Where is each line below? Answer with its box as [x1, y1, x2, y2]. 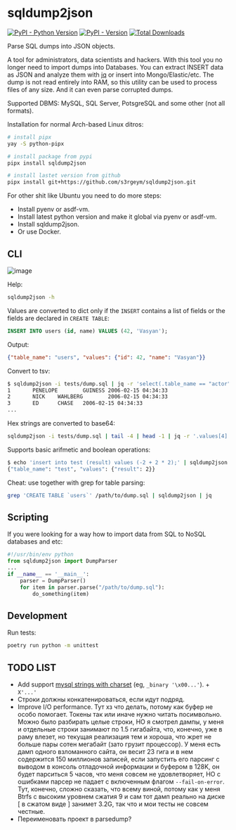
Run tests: [7, 628, 37, 637]
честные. [17, 807, 46, 815]
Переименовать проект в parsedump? [17, 815, 132, 823]
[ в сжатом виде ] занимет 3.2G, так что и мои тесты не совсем [17, 800, 209, 808]
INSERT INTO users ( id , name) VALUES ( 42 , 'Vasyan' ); [7, 327, 169, 335]
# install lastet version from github [7, 172, 121, 179]
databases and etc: [7, 537, 63, 546]
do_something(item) [32, 590, 90, 597]
